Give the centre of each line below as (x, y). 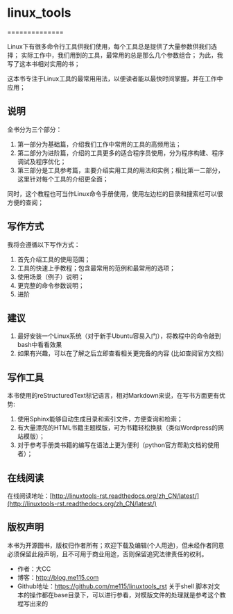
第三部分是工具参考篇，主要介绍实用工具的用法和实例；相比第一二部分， (120, 170)
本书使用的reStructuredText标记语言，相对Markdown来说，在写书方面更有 (113, 396)
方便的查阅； (25, 202)
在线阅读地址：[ (30, 496)
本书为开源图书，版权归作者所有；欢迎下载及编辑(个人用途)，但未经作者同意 (116, 545)
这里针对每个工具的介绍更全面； (63, 179)
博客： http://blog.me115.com (58, 577)
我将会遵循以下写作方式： (44, 244)
